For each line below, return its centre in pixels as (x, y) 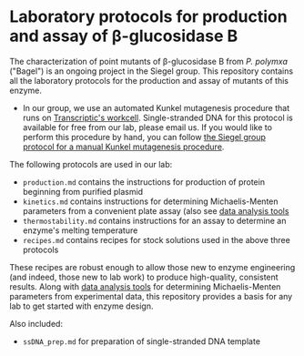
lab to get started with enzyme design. (81, 306)
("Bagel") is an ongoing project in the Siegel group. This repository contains (152, 71)
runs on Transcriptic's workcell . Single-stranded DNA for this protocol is (158, 117)
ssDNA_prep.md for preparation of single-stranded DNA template (142, 341)
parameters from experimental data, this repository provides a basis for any (151, 296)
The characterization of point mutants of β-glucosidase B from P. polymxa (149, 61)
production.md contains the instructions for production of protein (144, 182)
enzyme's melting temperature (80, 230)
